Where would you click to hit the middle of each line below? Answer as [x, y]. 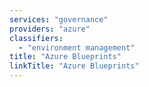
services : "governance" [59, 19]
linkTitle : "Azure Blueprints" [74, 66]
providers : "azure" [50, 29]
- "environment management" [77, 47]
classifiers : [36, 38]
